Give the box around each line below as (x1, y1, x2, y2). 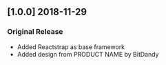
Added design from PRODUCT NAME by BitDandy (17, 50, 159, 58)
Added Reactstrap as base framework (17, 42, 125, 51)
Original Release (7, 27, 63, 37)
